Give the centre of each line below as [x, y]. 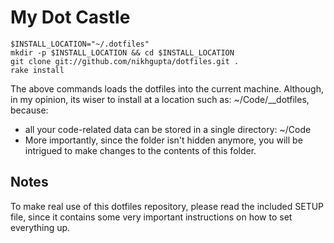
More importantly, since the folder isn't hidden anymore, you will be [163, 140]
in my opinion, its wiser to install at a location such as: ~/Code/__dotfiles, [160, 99]
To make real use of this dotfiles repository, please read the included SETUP [167, 206]
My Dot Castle [70, 17]
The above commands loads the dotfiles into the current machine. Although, [167, 88]
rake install [37, 70]
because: [29, 110]
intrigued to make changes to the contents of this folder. [140, 150]
